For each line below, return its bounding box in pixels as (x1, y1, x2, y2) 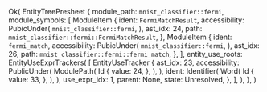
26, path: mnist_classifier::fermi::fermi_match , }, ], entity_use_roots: (8, 50, 243, 58)
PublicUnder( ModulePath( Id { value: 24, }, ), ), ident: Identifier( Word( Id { (8, 66, 255, 75)
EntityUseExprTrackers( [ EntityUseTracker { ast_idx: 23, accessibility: (8, 58, 240, 67)
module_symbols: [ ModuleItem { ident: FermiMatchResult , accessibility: (8, 15, 245, 25)
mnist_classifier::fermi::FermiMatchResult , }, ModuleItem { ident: (8, 32, 232, 42)
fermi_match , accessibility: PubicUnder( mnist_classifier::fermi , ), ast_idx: (8, 41, 260, 50)
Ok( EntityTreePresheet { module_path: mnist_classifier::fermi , (8, 7, 224, 16)
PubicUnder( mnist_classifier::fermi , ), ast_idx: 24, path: (8, 24, 203, 33)
